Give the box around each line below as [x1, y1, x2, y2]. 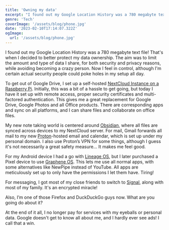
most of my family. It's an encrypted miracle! [5, 184, 98, 190]
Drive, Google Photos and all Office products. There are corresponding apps [5, 102, 163, 108]
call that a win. [5, 220, 35, 226]
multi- [144, 91, 156, 97]
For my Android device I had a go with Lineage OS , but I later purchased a [5, 153, 158, 159]
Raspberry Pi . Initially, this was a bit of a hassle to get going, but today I [5, 86, 153, 92]
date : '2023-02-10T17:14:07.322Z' [5, 26, 78, 31]
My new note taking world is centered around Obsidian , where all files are [5, 122, 158, 128]
